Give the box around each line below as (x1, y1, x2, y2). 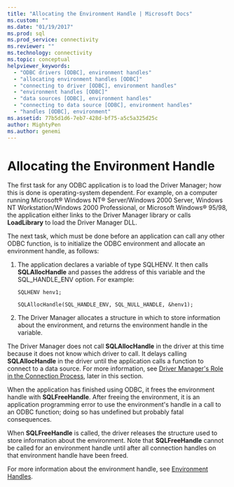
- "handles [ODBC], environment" (13, 108, 111, 115)
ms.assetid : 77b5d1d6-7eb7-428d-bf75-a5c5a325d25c (7, 114, 158, 121)
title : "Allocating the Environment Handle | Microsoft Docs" (7, 10, 193, 18)
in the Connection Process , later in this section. (7, 372, 144, 380)
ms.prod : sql (7, 29, 46, 37)
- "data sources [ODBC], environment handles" (13, 95, 152, 102)
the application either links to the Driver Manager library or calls (7, 211, 191, 220)
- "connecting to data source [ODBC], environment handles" (13, 102, 193, 109)
